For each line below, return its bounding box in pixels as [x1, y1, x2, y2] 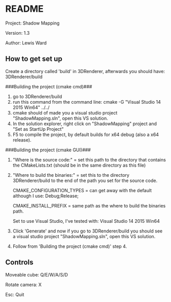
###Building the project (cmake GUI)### [5, 147, 91, 153]
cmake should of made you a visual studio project [12, 109, 117, 115]
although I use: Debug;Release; [12, 193, 79, 199]
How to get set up [5, 55, 63, 63]
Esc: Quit [5, 291, 25, 297]
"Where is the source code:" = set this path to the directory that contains [12, 156, 166, 162]
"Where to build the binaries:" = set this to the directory [12, 172, 130, 178]
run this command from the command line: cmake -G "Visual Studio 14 [12, 99, 161, 105]
